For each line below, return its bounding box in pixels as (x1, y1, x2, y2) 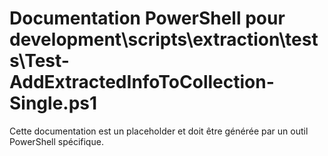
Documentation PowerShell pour (9, 7, 286, 30)
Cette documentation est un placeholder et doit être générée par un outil (9, 125, 309, 137)
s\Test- (9, 50, 70, 72)
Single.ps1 (9, 92, 98, 115)
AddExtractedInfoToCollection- (9, 71, 275, 94)
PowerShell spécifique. (9, 135, 104, 147)
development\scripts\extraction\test (9, 28, 319, 51)
